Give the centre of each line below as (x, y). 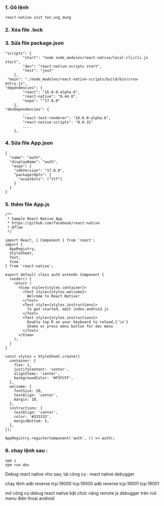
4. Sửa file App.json (29, 143)
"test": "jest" (38, 70)
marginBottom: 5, (32, 421)
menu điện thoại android (30, 499)
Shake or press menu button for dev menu (70, 327)
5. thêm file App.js (27, 204)
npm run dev (17, 465)
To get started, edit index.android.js (68, 309)
